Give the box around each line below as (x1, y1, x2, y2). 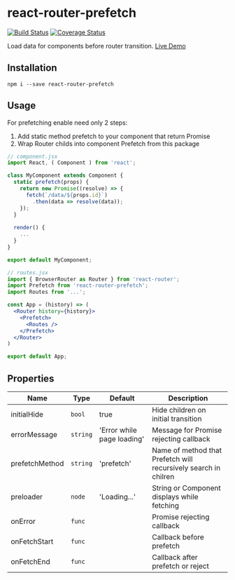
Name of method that (151, 445, 222, 455)
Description (168, 393, 208, 403)
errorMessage (10, 430, 58, 439)
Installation (7, 62, 57, 74)
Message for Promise (151, 426, 222, 435)
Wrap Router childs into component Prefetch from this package (17, 139, 200, 148)
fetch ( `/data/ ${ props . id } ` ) (25, 191, 108, 198)
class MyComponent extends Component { (7, 172, 124, 180)
